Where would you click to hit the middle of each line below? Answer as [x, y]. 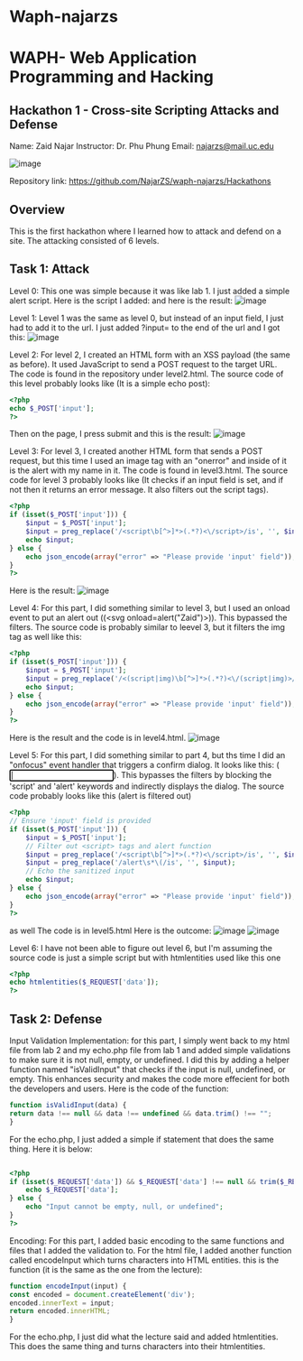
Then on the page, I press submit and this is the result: [110, 434]
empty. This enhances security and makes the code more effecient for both [150, 1079]
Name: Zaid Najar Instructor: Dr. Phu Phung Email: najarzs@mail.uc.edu [142, 146]
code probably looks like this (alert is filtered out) [101, 796]
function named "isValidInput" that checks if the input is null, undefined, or [147, 1069]
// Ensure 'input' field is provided [80, 821]
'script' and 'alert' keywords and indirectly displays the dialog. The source [147, 786]
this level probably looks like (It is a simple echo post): [110, 383]
